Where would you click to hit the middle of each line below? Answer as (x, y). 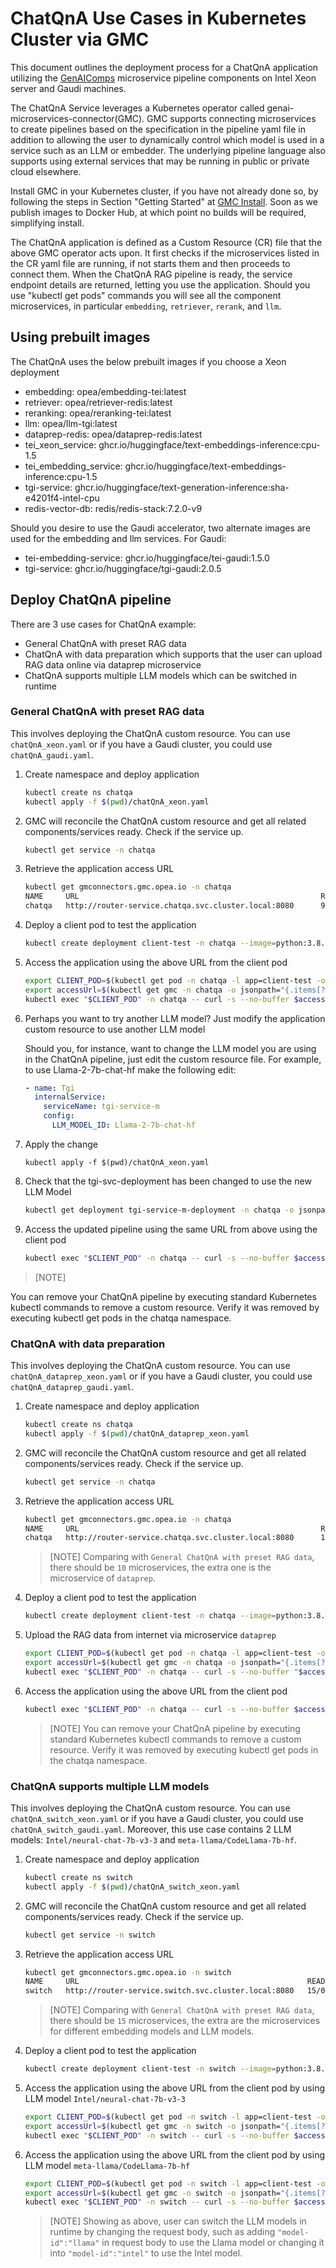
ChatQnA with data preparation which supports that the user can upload (173, 654)
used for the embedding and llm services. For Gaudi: (118, 538)
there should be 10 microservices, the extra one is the (160, 1568)
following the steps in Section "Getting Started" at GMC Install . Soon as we (164, 201)
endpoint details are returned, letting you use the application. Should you (160, 284)
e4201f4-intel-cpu (62, 498)
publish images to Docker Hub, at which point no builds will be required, (158, 212)
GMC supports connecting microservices (231, 118)
